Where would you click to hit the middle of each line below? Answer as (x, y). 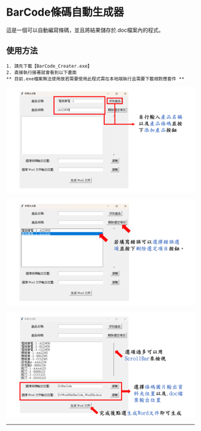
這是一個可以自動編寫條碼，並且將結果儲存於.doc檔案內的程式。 (85, 30)
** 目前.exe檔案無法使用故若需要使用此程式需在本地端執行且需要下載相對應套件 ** (95, 79)
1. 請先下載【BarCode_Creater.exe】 (49, 66)
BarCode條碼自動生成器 (65, 12)
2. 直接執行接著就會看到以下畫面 (41, 73)
